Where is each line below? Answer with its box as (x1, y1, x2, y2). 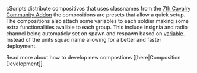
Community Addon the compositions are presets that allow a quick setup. (6, 11, 186, 18)
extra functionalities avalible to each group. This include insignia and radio (6, 24, 188, 31)
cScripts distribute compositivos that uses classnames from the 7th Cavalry (6, 5, 191, 12)
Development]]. (6, 60, 45, 67)
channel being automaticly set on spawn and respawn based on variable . (6, 30, 185, 37)
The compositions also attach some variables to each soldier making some (6, 18, 189, 24)
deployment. (6, 42, 37, 49)
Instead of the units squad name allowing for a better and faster (6, 36, 162, 43)
